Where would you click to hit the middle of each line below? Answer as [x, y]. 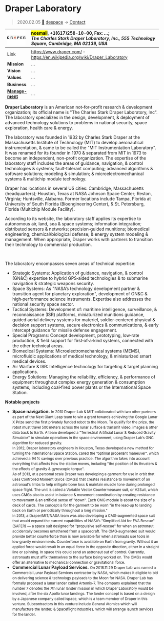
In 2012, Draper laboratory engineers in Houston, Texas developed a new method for [83, 448]
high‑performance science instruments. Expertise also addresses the [82, 299]
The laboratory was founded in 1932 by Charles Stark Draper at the [72, 137]
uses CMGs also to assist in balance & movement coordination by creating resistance [83, 495]
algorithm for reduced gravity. [37, 443]
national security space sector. [43, 304]
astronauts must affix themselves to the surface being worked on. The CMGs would [82, 557]
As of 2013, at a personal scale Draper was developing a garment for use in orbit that [83, 474]
